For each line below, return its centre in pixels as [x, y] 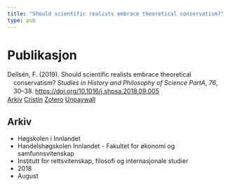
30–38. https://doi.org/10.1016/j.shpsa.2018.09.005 [87, 91]
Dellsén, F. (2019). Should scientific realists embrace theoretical [99, 75]
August [28, 176]
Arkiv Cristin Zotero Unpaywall [52, 100]
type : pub [22, 20]
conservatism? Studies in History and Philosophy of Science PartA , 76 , [116, 83]
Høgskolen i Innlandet [49, 138]
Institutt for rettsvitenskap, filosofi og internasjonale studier [103, 161]
